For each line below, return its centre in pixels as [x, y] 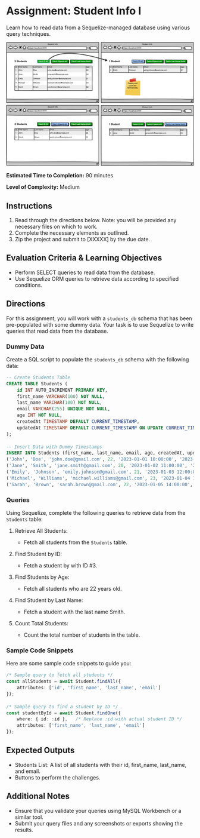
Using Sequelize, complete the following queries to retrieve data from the [96, 512]
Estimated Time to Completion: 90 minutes [60, 176]
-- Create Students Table [38, 377]
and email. [27, 771]
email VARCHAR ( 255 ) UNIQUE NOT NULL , [64, 409]
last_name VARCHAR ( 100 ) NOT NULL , [60, 403]
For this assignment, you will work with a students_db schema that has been [99, 318]
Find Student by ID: [38, 554]
